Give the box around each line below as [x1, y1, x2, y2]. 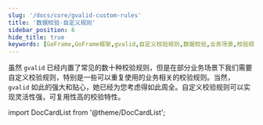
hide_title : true [8, 33, 65, 41]
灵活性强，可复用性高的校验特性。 [14, 92, 125, 102]
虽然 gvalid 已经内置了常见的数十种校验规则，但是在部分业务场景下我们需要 [8, 63, 253, 73]
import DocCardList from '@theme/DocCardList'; [8, 108, 166, 117]
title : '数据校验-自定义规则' [8, 19, 96, 27]
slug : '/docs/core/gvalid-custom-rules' [8, 11, 142, 20]
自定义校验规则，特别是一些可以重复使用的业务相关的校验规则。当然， [8, 73, 235, 82]
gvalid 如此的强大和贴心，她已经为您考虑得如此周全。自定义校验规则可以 [8, 83, 244, 92]
